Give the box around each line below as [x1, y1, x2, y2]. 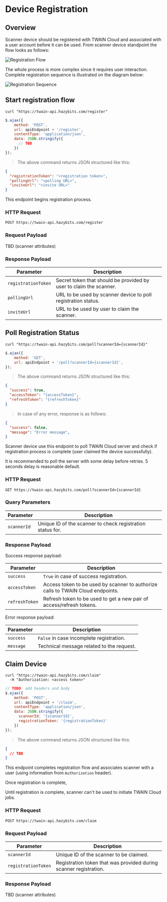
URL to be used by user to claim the [56, 306, 139, 313]
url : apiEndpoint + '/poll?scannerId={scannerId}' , [14, 360, 123, 365]
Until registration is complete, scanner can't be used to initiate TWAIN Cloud [5, 789, 162, 795]
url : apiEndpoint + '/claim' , [14, 700, 77, 705]
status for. [37, 526, 62, 533]
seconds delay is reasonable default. [5, 464, 81, 470]
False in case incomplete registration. [37, 635, 125, 642]
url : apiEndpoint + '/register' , [14, 127, 83, 132]
